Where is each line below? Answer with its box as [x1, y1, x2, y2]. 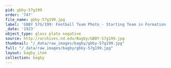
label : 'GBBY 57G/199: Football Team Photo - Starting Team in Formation [5, 21, 166, 27]
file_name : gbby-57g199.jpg [5, 17, 66, 22]
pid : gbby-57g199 [5, 7, 42, 13]
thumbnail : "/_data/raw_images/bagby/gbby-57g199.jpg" [5, 41, 125, 46]
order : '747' [5, 12, 33, 17]
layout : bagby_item [5, 50, 47, 55]
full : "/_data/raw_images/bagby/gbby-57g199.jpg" [5, 46, 114, 51]
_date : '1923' [5, 27, 36, 32]
